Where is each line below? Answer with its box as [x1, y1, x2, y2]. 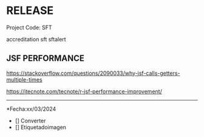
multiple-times [6, 76, 42, 83]
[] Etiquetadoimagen [15, 123, 67, 131]
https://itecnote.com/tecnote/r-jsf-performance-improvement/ [6, 88, 162, 95]
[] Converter [15, 117, 46, 124]
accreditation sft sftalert [6, 35, 66, 43]
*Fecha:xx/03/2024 [6, 105, 56, 113]
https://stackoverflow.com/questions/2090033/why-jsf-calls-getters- [6, 69, 180, 77]
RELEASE [6, 4, 54, 18]
